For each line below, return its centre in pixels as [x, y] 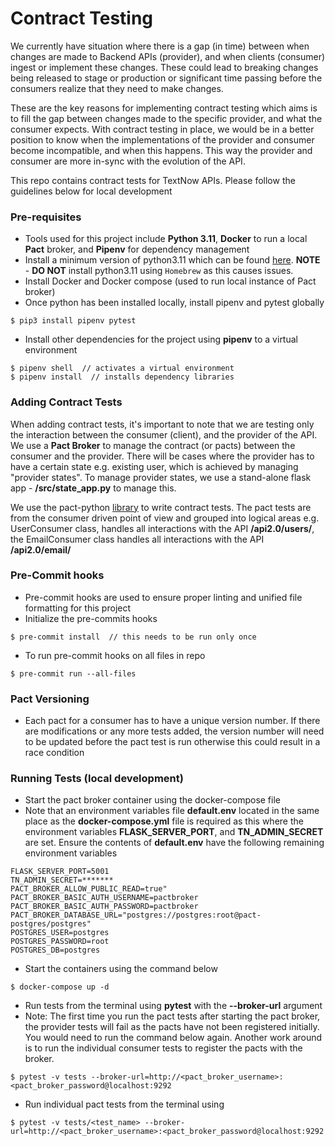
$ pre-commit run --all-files [73, 673]
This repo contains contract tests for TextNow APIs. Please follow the [153, 180]
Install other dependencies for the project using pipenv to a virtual [161, 339]
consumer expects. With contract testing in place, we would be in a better [162, 129]
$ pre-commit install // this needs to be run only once [133, 637]
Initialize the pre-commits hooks [91, 618]
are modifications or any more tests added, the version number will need [174, 731]
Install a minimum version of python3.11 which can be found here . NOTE [172, 260]
